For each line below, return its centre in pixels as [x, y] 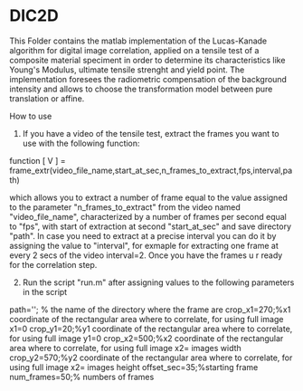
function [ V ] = [38, 160]
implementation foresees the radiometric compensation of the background [148, 79]
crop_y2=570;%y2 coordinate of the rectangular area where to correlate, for [151, 358]
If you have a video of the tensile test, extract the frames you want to [151, 133]
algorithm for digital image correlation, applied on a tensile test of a [134, 50]
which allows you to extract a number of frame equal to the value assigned [148, 197]
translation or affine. [47, 98]
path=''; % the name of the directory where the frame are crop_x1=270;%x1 [150, 310]
